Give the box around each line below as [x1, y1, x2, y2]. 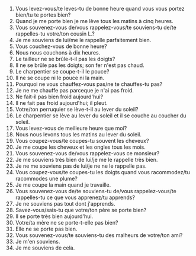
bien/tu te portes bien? [15, 11, 71, 18]
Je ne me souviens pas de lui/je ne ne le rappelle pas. [15, 162, 147, 169]
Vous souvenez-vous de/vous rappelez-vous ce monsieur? [15, 150, 160, 156]
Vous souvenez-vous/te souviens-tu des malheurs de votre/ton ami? [15, 232, 183, 239]
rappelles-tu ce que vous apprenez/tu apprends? [15, 194, 136, 201]
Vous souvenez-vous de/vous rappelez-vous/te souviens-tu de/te [15, 24, 176, 31]
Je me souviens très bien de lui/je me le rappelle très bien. [15, 156, 158, 163]
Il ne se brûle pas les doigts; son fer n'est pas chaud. [15, 62, 144, 69]
